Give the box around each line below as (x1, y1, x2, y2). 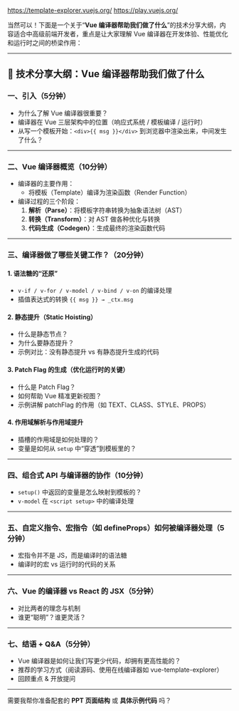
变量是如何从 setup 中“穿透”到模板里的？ (17, 444, 137, 452)
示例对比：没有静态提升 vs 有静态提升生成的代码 (17, 348, 159, 356)
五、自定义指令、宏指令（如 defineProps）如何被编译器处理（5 (7, 523, 225, 533)
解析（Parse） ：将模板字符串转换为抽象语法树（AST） (28, 206, 186, 214)
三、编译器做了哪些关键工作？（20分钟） (7, 249, 148, 259)
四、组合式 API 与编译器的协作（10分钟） (7, 470, 148, 480)
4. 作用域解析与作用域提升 (7, 418, 84, 427)
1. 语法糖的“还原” (7, 269, 58, 277)
